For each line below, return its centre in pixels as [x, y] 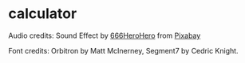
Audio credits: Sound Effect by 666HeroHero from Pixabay [105, 35]
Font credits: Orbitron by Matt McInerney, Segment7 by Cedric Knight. [123, 50]
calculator [43, 14]
